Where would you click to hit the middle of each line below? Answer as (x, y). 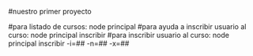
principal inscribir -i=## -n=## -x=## (69, 43)
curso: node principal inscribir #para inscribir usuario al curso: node (119, 35)
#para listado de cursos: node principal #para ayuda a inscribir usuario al (127, 26)
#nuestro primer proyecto (50, 11)
